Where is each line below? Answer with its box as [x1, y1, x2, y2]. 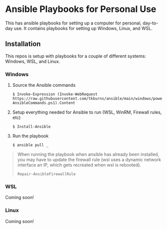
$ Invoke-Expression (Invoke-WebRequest [12, 92, 98, 97]
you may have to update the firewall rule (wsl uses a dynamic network [17, 157, 161, 163]
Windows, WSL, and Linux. [5, 58, 60, 64]
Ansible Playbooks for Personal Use [5, 3, 157, 15]
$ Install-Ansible [12, 124, 51, 129]
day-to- [143, 20, 159, 26]
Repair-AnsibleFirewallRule [17, 172, 76, 177]
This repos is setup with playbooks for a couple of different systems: [5, 53, 146, 59]
